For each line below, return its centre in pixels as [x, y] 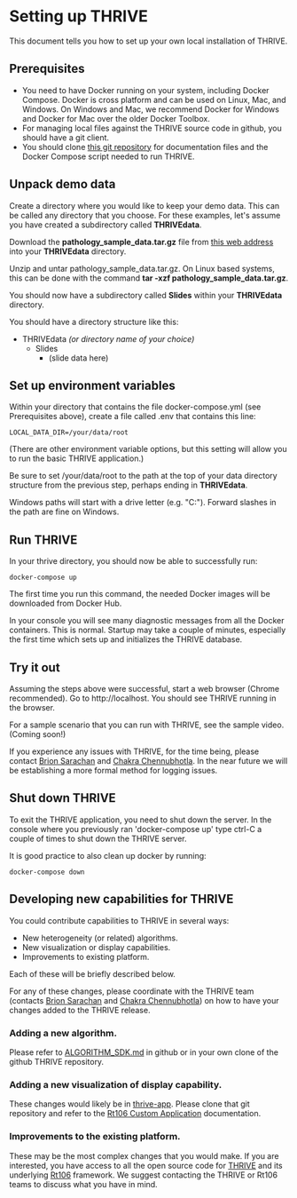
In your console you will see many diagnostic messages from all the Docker [147, 621]
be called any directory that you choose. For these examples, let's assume [145, 215]
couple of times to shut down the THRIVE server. [98, 838]
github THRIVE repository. [57, 1061]
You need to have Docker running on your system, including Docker [145, 90]
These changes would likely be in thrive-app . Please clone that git [129, 1104]
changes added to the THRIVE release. [80, 1010]
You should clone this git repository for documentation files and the [145, 147]
